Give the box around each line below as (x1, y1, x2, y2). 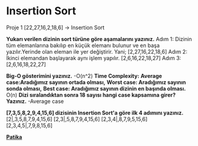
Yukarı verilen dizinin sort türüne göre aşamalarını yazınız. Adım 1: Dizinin (6, 35, 193, 42)
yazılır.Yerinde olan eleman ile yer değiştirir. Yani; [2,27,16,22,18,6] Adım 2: (6, 48, 187, 55)
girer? (160, 91, 176, 98)
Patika (6, 133, 23, 141)
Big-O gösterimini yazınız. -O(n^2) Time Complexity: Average (6, 72, 163, 79)
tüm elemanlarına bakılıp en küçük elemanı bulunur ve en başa (6, 42, 160, 49)
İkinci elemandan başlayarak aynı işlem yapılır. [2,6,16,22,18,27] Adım (6, 54, 175, 61)
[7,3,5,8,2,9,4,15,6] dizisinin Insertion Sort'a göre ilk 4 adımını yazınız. (6, 109, 184, 116)
